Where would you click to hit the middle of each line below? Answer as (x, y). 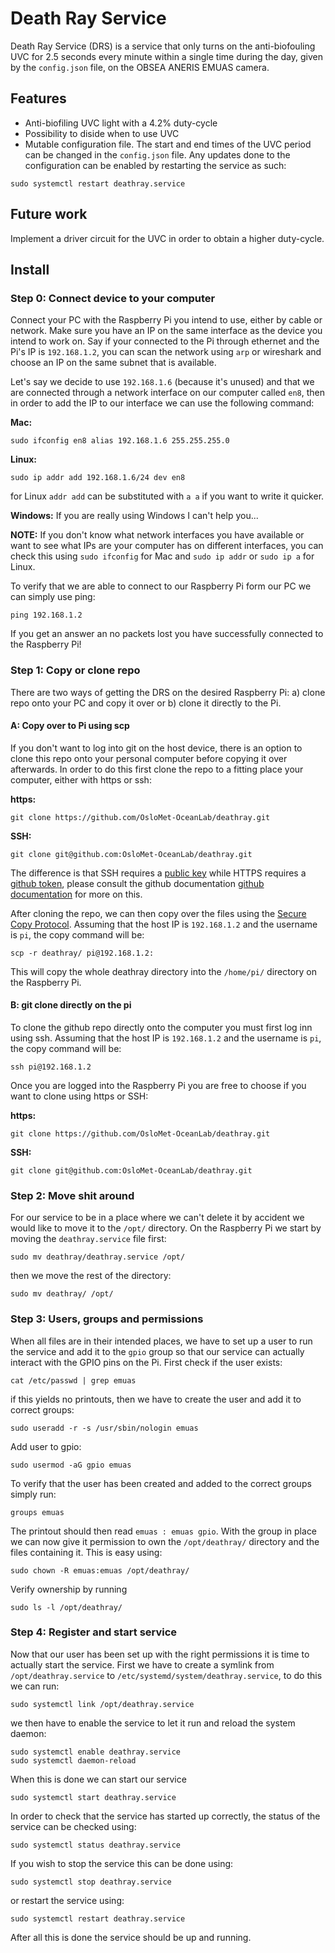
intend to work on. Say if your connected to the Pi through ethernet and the (165, 341)
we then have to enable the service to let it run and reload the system (153, 1723)
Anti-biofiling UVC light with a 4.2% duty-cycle (121, 123)
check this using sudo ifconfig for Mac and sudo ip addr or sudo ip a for (162, 556)
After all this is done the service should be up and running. (131, 1937)
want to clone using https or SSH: (79, 1096)
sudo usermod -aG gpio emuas (71, 1465)
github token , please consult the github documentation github (137, 883)
